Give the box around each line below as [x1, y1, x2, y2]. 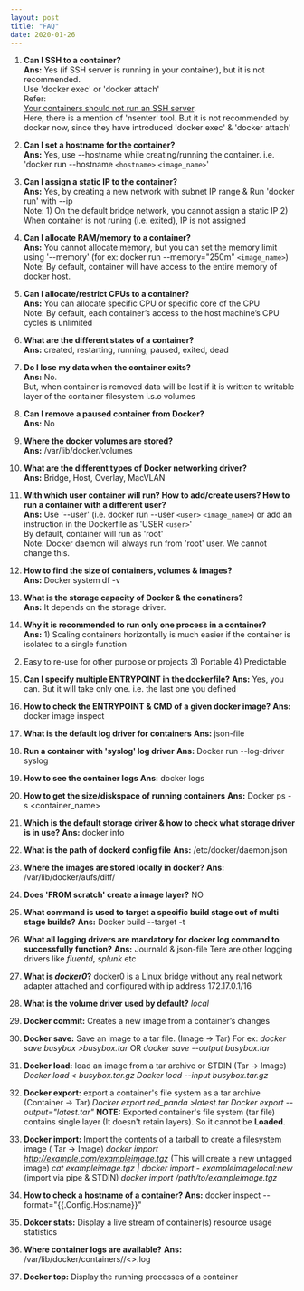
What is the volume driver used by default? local [23, 998, 209, 1009]
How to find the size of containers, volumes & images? [23, 565, 233, 576]
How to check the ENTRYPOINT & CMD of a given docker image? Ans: [23, 701, 291, 712]
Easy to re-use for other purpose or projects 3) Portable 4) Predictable [23, 656, 288, 667]
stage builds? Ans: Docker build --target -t [23, 916, 185, 928]
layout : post [10, 13, 60, 23]
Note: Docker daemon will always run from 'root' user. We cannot [23, 538, 268, 549]
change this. [23, 548, 71, 559]
